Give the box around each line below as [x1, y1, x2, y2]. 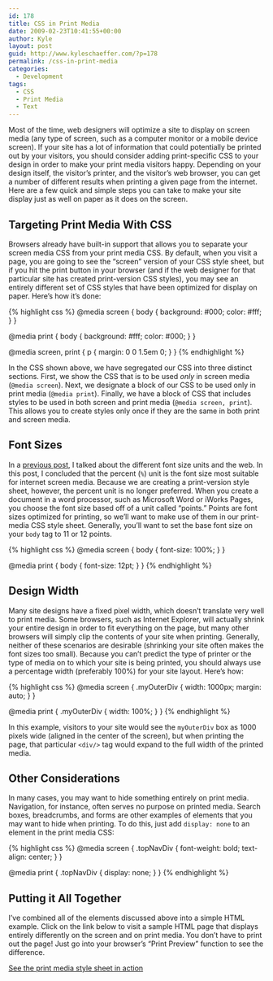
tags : [8, 80, 27, 88]
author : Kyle [8, 34, 53, 43]
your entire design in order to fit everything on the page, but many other [8, 623, 249, 633]
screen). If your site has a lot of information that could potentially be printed [8, 142, 262, 152]
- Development [15, 72, 63, 81]
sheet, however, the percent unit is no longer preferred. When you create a [8, 486, 258, 495]
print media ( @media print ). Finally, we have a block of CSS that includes [8, 388, 252, 399]
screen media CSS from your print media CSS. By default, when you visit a [8, 247, 258, 257]
